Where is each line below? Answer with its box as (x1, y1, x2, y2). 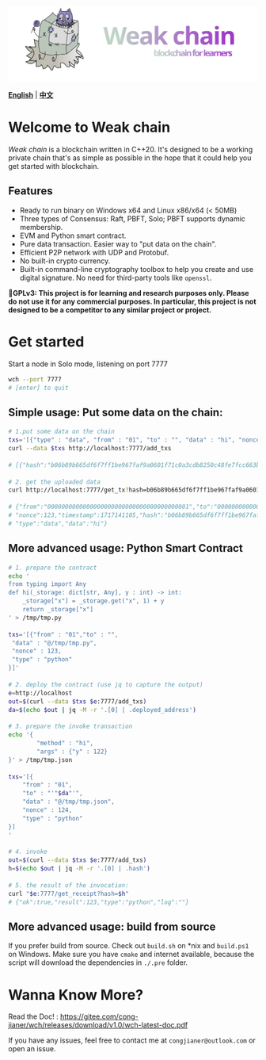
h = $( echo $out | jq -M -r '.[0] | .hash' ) (8, 865, 150, 873)
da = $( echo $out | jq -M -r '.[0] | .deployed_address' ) (8, 706, 196, 714)
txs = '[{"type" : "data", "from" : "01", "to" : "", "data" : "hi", (8, 436, 236, 444)
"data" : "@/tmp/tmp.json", (22, 798, 115, 806)
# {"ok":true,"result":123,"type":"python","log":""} (8, 898, 190, 906)
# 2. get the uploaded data (8, 478, 101, 486)
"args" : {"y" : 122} (36, 748, 108, 756)
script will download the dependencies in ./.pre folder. (8, 958, 188, 967)
